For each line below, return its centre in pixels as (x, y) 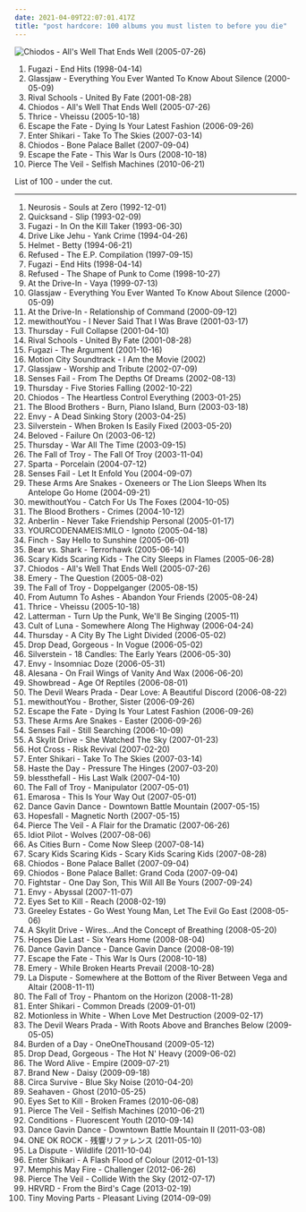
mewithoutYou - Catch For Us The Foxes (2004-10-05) (128, 501)
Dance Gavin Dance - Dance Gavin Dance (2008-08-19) (131, 949)
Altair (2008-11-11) (61, 986)
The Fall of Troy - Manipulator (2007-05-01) (108, 787)
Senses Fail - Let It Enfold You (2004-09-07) (110, 473)
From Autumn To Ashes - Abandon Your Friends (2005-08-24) (143, 597)
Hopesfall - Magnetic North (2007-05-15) (104, 815)
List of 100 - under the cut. (64, 181)
